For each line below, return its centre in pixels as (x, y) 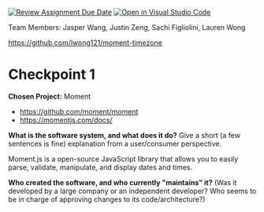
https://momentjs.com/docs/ (66, 120)
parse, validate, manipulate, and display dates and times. (100, 167)
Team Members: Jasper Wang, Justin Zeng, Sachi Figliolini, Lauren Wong (127, 27)
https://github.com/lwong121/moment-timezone (86, 43)
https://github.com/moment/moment (79, 111)
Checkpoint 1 (52, 74)
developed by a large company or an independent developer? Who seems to (132, 191)
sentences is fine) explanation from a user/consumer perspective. (115, 143)
